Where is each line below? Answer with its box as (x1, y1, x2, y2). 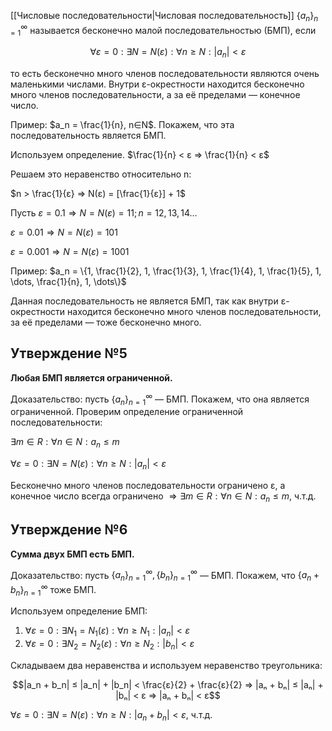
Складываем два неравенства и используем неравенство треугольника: (10, 660, 323, 672)
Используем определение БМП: (10, 605, 148, 617)
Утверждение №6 (10, 521, 128, 539)
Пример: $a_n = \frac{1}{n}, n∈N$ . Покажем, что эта (10, 119, 235, 131)
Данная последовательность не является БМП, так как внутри (10, 295, 279, 307)
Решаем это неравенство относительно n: (10, 168, 192, 180)
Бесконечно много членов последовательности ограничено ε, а (10, 479, 286, 491)
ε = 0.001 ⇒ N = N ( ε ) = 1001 (10, 246, 130, 258)
